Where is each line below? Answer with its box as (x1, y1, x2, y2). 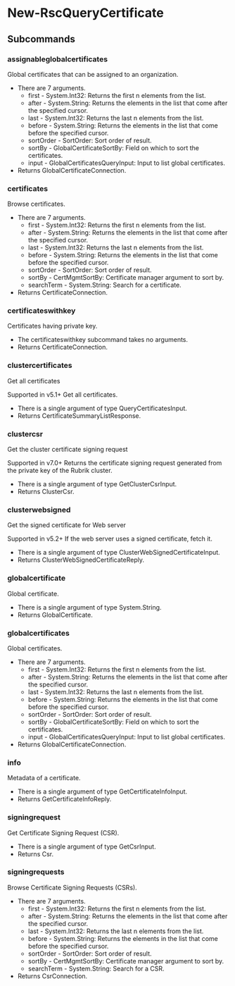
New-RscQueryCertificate (7, 5, 164, 21)
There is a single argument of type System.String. (17, 603, 162, 611)
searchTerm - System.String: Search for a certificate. (27, 281, 182, 290)
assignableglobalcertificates (7, 54, 108, 64)
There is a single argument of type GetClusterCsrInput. (17, 480, 177, 488)
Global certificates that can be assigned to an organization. (7, 70, 179, 78)
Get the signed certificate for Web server (7, 521, 127, 529)
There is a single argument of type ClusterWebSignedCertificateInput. (17, 548, 220, 557)
